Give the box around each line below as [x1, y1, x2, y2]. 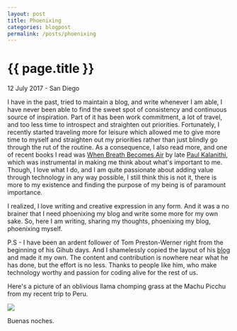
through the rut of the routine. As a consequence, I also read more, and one [7, 143, 228, 152]
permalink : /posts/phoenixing [7, 30, 97, 38]
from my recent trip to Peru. [7, 290, 88, 298]
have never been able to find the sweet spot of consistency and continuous [7, 106, 227, 114]
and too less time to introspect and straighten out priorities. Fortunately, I [7, 120, 220, 129]
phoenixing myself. [7, 225, 63, 233]
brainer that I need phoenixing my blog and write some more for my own [7, 210, 218, 218]
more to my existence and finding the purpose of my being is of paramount [7, 181, 226, 189]
